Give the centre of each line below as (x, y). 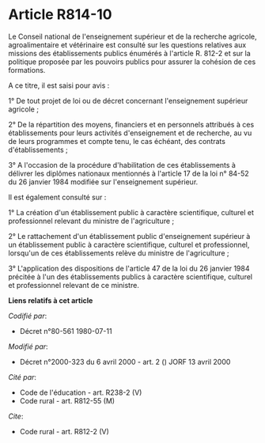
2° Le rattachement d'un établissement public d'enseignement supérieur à (129, 236)
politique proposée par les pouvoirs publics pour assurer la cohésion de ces (132, 62)
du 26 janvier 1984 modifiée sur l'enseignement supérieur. (103, 182)
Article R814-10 (60, 15)
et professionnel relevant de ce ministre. (74, 285)
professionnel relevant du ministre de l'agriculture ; (91, 221)
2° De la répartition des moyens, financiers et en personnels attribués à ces (131, 124)
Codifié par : (28, 316)
